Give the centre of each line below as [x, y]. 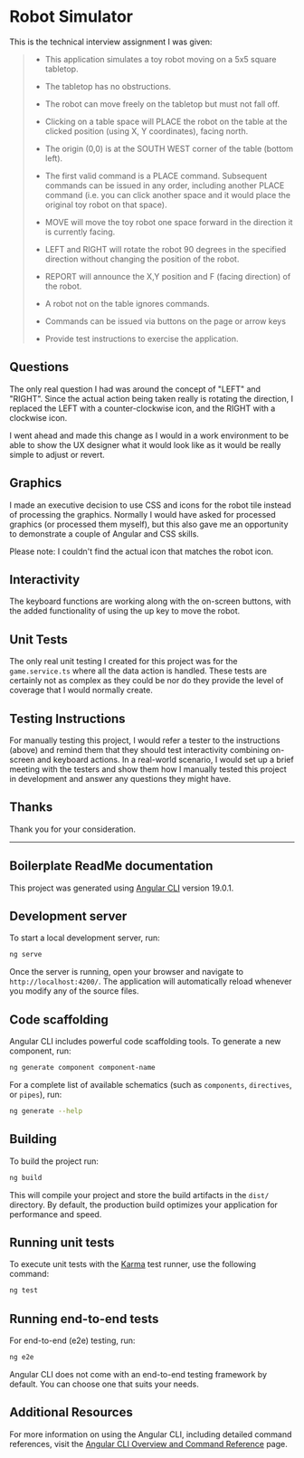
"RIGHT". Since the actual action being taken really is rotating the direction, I [152, 398]
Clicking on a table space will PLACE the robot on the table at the [166, 121]
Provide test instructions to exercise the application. [142, 338]
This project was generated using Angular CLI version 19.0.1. [122, 888]
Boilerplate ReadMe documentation [111, 866]
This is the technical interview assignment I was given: [111, 42]
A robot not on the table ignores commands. [127, 303]
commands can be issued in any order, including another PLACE [165, 185]
